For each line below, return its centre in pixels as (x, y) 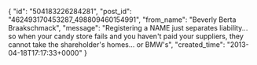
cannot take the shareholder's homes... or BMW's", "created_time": (117, 45)
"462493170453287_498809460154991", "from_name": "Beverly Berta (122, 20)
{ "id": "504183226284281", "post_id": (70, 11)
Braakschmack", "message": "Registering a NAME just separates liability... (128, 28)
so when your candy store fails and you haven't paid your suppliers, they (126, 36)
